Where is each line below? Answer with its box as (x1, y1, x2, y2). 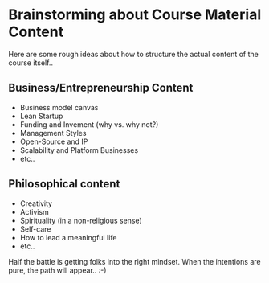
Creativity (19, 199, 53, 208)
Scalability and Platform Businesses (19, 145, 139, 154)
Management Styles (19, 128, 87, 137)
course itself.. (8, 58, 54, 68)
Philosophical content (8, 177, 120, 191)
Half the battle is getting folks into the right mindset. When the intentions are (8, 256, 261, 266)
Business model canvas (19, 102, 99, 112)
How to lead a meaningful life (19, 232, 117, 242)
